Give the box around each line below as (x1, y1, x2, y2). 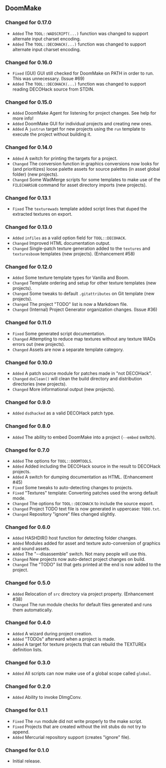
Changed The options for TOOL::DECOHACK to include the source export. (12, 500, 154, 506)
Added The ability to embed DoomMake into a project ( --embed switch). (12, 434, 156, 440)
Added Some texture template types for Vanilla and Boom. (12, 275, 130, 281)
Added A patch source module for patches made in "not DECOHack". (12, 370, 152, 376)
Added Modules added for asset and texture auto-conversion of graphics (12, 540, 161, 546)
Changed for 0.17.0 (5, 19, 52, 26)
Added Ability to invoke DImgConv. (12, 694, 82, 700)
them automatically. (12, 607, 53, 613)
